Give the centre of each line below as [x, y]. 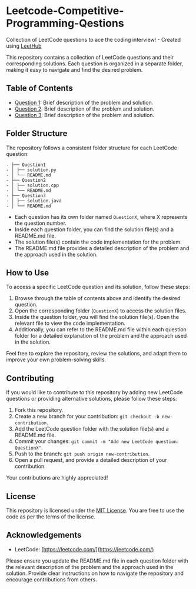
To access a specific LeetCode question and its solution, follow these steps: [98, 287]
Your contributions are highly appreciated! [57, 478]
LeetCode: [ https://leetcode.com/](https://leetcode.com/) [84, 549]
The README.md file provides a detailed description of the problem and [102, 248]
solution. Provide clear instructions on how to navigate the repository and [95, 573]
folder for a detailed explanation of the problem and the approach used [101, 336]
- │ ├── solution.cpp [33, 185]
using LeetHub [24, 46]
